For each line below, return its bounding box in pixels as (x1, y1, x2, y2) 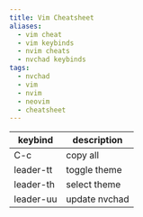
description (72, 134, 123, 147)
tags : (9, 64, 30, 73)
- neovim (17, 96, 50, 106)
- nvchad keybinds (17, 55, 87, 64)
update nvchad (66, 193, 130, 205)
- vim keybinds (17, 38, 75, 48)
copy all (66, 149, 100, 162)
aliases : (9, 22, 42, 31)
